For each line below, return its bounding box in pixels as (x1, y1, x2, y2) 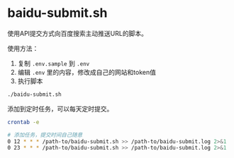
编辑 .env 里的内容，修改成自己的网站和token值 (17, 68, 156, 76)
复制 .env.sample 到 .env (17, 59, 90, 68)
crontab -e (7, 119, 40, 126)
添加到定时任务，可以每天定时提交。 (7, 104, 113, 113)
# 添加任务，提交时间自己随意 (7, 131, 83, 138)
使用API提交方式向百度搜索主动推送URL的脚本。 (7, 29, 147, 37)
